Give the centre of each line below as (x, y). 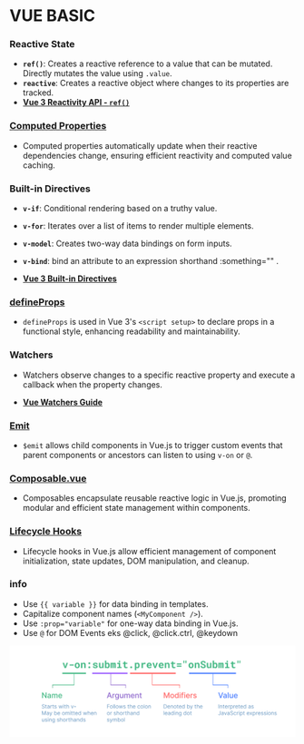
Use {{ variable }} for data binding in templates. (115, 603)
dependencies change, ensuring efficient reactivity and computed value (157, 155)
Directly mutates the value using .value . (97, 73)
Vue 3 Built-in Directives (70, 279)
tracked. (38, 93)
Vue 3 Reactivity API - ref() (76, 103)
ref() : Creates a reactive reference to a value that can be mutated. (147, 64)
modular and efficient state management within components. (137, 508)
